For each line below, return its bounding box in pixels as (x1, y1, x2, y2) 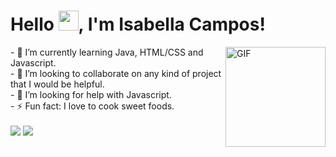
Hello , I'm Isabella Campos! (10, 13, 266, 36)
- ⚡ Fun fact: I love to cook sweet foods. (10, 100, 175, 112)
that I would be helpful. (10, 78, 105, 90)
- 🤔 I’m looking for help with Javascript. (10, 88, 172, 100)
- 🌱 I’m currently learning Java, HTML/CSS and (10, 46, 204, 58)
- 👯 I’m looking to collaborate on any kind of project (10, 67, 222, 79)
